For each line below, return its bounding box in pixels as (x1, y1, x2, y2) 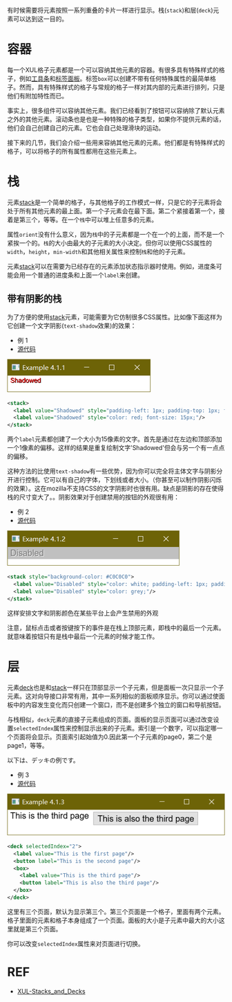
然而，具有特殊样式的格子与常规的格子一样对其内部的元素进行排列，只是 (19, 82, 225, 91)
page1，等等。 (7, 741, 48, 749)
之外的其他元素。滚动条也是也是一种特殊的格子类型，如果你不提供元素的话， (7, 115, 225, 123)
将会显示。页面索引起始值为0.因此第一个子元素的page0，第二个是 (25, 733, 213, 741)
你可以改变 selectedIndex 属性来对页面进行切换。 (7, 939, 145, 947)
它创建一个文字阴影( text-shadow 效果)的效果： (7, 321, 137, 330)
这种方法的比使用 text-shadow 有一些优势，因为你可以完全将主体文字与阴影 (7, 467, 217, 476)
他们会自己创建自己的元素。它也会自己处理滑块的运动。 (7, 123, 164, 132)
